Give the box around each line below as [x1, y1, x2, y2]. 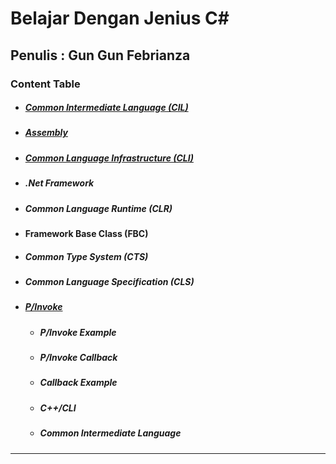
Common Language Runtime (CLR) [24, 202, 173, 214]
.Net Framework [24, 177, 95, 189]
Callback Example [39, 377, 118, 389]
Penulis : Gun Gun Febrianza [10, 47, 191, 64]
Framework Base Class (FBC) [24, 227, 149, 239]
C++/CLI [39, 402, 77, 414]
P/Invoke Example [39, 326, 117, 338]
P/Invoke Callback [39, 352, 118, 364]
